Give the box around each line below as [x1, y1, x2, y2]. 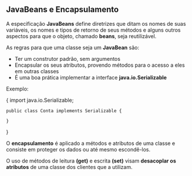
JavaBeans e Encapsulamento [6, 5, 119, 15]
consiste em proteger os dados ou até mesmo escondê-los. [6, 146, 151, 153]
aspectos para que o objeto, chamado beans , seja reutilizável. [6, 32, 157, 40]
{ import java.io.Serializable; [6, 96, 74, 103]
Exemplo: [6, 85, 29, 92]
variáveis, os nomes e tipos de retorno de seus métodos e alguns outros [6, 26, 181, 33]
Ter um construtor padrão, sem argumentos [14, 55, 120, 62]
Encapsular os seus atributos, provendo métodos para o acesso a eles [14, 61, 185, 68]
